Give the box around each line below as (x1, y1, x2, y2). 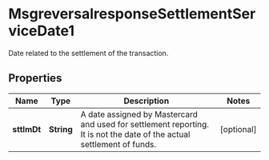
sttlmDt (12, 123, 42, 134)
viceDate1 (8, 22, 74, 40)
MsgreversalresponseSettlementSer (8, 5, 256, 23)
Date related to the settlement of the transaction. (8, 48, 169, 58)
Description (123, 95, 170, 106)
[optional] (219, 123, 257, 134)
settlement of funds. (80, 138, 157, 150)
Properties (8, 71, 62, 85)
